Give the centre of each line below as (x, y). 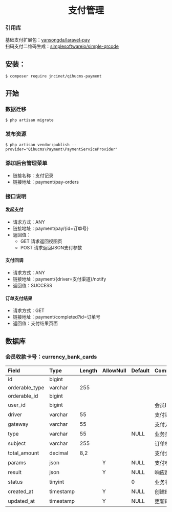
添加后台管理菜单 (26, 163)
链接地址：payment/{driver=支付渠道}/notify (59, 279)
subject (17, 443)
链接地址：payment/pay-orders (46, 182)
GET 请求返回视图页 (41, 241)
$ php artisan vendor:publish (38, 145)
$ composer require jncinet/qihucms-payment (53, 76)
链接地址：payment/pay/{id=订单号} (50, 228)
